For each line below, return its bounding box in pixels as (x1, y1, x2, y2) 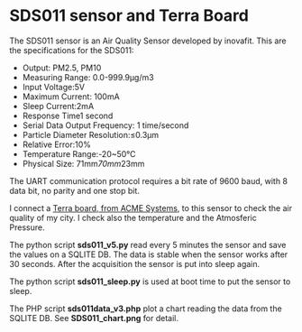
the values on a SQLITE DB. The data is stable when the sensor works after (9, 249, 288, 260)
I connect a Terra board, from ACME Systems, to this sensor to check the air (9, 202, 293, 213)
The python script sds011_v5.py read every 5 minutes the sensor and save (9, 239, 287, 250)
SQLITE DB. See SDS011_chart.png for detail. (9, 312, 178, 323)
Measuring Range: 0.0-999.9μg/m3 (22, 71, 155, 82)
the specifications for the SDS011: (9, 44, 134, 55)
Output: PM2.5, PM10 (22, 62, 102, 73)
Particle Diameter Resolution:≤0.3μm (22, 129, 160, 140)
